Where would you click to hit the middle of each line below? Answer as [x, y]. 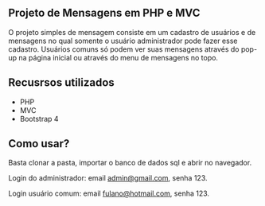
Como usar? [39, 144]
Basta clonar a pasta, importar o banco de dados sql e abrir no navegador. [130, 163]
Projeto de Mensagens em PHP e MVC [104, 13]
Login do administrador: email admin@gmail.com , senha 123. [108, 178]
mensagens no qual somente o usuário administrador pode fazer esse [123, 41]
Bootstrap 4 [39, 119]
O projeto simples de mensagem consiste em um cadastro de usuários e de [132, 32]
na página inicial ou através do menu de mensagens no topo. [119, 57]
